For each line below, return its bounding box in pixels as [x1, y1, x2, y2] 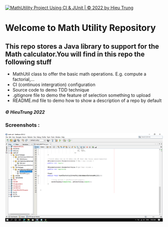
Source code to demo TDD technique [12, 87, 89, 92]
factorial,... [12, 76, 35, 82]
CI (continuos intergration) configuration [12, 81, 96, 87]
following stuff [5, 57, 51, 66]
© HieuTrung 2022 [5, 109, 45, 115]
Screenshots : [5, 121, 40, 128]
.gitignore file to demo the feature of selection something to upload [12, 92, 151, 98]
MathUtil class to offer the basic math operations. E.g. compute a [12, 71, 146, 77]
